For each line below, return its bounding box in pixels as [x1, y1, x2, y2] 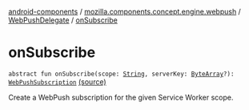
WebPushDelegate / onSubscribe [8, 15, 118, 25]
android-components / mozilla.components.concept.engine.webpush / [8, 7, 242, 16]
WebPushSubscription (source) [8, 76, 106, 87]
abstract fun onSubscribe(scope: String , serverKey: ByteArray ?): [8, 70, 235, 78]
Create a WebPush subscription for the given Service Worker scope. [8, 92, 234, 102]
